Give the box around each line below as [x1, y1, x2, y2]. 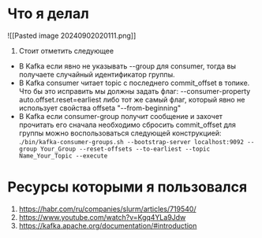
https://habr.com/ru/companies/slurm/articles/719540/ [18, 204, 196, 214]
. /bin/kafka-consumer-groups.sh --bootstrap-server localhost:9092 [18, 136, 244, 146]
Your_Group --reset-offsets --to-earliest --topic [39, 145, 211, 153]
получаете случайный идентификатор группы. [18, 69, 175, 79]
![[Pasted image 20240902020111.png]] [7, 31, 137, 40]
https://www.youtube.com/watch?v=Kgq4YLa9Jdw [18, 212, 186, 221]
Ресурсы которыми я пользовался [7, 178, 248, 196]
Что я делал [7, 5, 90, 23]
